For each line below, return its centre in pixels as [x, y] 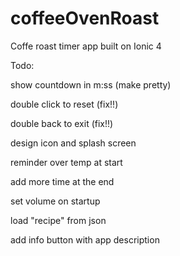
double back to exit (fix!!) [62, 123]
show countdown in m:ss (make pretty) [91, 84]
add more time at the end [62, 181]
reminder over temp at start [66, 162]
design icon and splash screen [73, 143]
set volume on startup [55, 201]
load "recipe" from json [58, 220]
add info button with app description [85, 239]
